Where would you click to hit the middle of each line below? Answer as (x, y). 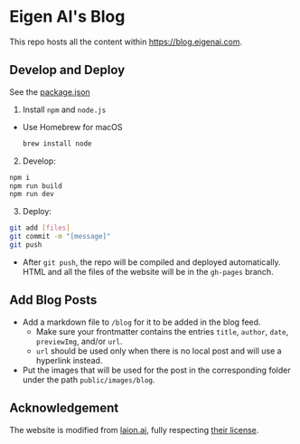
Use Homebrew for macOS (73, 127)
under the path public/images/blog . (89, 379)
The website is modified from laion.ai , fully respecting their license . (134, 430)
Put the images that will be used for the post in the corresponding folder (156, 370)
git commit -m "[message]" (60, 237)
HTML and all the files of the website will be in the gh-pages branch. (148, 271)
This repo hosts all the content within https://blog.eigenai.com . (126, 42)
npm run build (36, 186)
